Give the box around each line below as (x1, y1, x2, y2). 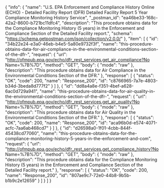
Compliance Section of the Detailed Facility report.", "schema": (5, 31, 133, 36)
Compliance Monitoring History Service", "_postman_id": (5, 15, 121, 20)
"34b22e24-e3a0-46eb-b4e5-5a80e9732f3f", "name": (5, 41, 118, 47)
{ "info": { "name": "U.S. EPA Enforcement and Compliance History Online (5, 4, 155, 10)
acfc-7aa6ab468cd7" (5, 125, 49, 131)
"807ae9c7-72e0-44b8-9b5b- (69, 173, 131, 178)
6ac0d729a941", (5, 89, 39, 94)
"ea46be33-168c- (121, 15, 158, 20)
